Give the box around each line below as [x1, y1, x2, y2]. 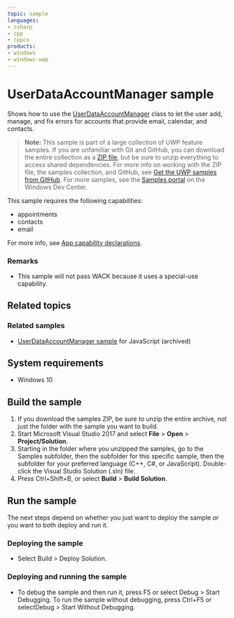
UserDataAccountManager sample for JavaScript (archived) [17, 336, 191, 345]
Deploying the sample [7, 539, 83, 548]
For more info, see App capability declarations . [7, 238, 142, 246]
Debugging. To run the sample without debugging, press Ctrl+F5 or [17, 595, 212, 604]
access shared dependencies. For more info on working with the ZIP [24, 160, 222, 169]
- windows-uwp [7, 56, 49, 63]
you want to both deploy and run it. [7, 521, 109, 530]
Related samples [7, 321, 65, 331]
